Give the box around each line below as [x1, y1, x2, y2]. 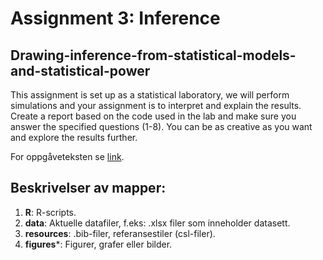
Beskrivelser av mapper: [10, 180, 167, 197]
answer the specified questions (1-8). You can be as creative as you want [10, 121, 313, 132]
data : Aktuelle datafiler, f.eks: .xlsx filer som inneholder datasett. [24, 217, 291, 229]
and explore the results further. [10, 132, 138, 143]
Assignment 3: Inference [10, 7, 221, 30]
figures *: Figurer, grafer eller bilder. [24, 238, 173, 250]
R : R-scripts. [24, 206, 77, 218]
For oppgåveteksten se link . [10, 151, 125, 162]
